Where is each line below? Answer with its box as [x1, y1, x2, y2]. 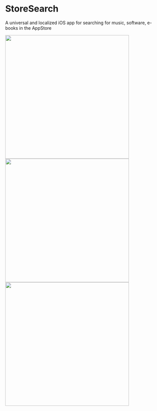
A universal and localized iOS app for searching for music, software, [5, 20, 146, 26]
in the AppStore [19, 25, 52, 31]
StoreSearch [5, 3, 59, 15]
